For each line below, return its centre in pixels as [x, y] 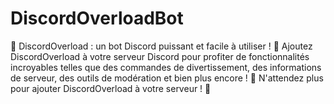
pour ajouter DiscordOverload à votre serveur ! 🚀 [111, 88]
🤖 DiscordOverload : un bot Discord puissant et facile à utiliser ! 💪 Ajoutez [161, 46]
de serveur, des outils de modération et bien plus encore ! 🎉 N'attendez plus [167, 78]
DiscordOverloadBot [97, 18]
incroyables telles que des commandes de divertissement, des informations [166, 67]
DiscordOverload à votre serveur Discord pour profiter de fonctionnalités [160, 56]
